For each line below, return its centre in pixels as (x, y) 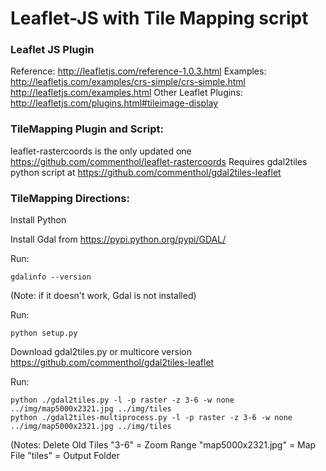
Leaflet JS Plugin (52, 50)
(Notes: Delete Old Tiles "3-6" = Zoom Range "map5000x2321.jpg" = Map (163, 445)
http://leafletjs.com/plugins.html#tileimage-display (114, 103)
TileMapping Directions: (70, 198)
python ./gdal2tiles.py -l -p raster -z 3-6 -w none (122, 400)
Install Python (38, 220)
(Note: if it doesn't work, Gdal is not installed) (103, 296)
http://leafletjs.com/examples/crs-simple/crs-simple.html (128, 82)
